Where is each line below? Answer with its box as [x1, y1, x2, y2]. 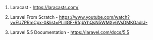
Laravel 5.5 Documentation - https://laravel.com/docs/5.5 [10, 29, 130, 35]
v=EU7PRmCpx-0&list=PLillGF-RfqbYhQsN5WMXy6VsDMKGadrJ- [10, 20, 148, 25]
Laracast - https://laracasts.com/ [10, 5, 79, 10]
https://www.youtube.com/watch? [59, 14, 130, 20]
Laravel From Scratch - [10, 14, 58, 20]
